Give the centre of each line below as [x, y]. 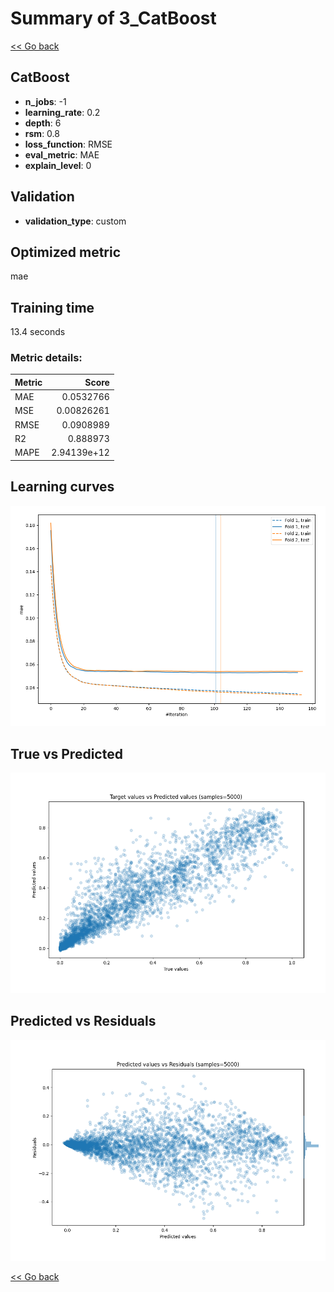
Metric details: [46, 358]
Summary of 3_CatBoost [113, 18]
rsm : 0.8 [42, 133]
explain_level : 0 [58, 165]
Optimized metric [66, 252]
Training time [52, 307]
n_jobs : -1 [45, 101]
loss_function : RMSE [68, 144]
